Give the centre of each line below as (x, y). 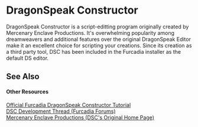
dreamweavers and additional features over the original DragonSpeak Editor (98, 39)
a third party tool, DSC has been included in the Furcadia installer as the (94, 51)
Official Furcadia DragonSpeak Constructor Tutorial (69, 105)
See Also (23, 76)
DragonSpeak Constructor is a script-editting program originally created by (98, 27)
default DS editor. (27, 58)
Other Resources (27, 92)
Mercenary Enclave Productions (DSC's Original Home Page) (80, 117)
